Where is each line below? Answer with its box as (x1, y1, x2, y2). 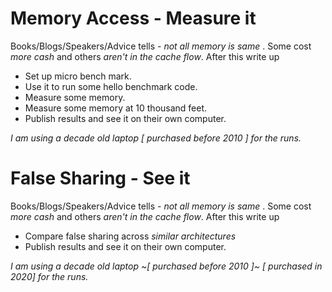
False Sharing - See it (10, 167, 191, 190)
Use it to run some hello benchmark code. (24, 80, 198, 92)
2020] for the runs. (10, 270, 89, 282)
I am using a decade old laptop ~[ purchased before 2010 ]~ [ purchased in (10, 260, 323, 272)
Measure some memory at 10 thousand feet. (24, 102, 208, 114)
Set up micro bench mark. (24, 70, 132, 82)
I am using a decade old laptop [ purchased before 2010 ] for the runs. (10, 132, 302, 144)
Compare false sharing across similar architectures (24, 230, 237, 242)
